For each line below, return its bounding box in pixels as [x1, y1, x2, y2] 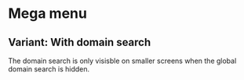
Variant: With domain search [8, 36, 151, 49]
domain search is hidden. [8, 64, 90, 74]
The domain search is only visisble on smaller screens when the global [8, 56, 237, 65]
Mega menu [8, 5, 88, 23]
